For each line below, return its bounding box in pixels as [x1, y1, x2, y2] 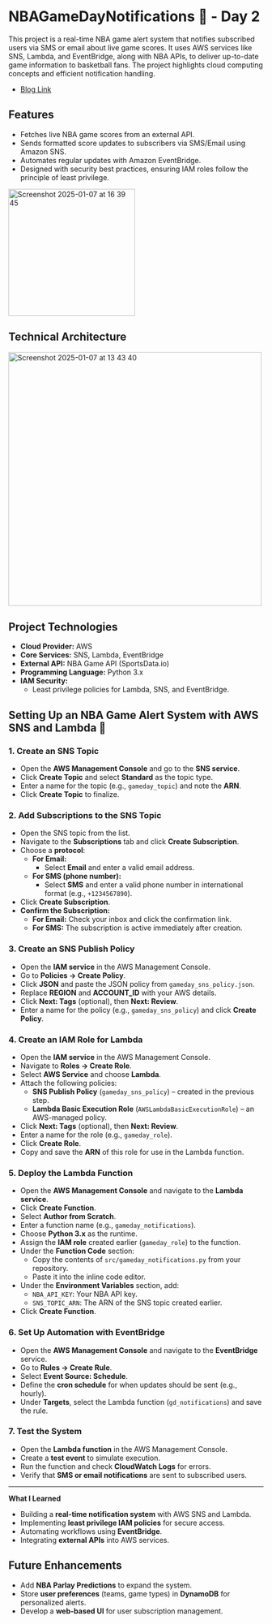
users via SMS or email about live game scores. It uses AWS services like [8, 42, 253, 52]
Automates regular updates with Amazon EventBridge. [19, 155, 202, 165]
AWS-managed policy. [32, 1112, 107, 1122]
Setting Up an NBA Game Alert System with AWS [8, 708, 259, 722]
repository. [32, 1264, 69, 1273]
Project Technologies [8, 620, 118, 634]
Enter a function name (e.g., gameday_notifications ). [19, 1221, 197, 1230]
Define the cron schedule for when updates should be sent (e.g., [19, 1380, 237, 1389]
